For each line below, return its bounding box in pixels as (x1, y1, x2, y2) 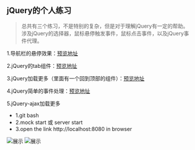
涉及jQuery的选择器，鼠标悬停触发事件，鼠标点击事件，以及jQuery (21, 30, 184, 37)
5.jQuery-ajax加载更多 (7, 100, 61, 107)
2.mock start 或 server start (15, 119, 83, 126)
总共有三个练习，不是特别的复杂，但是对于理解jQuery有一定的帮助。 (21, 22, 188, 30)
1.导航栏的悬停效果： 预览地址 (7, 50, 78, 57)
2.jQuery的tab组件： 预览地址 (7, 62, 78, 69)
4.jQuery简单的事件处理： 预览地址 (7, 87, 91, 94)
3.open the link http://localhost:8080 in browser (15, 125, 132, 132)
